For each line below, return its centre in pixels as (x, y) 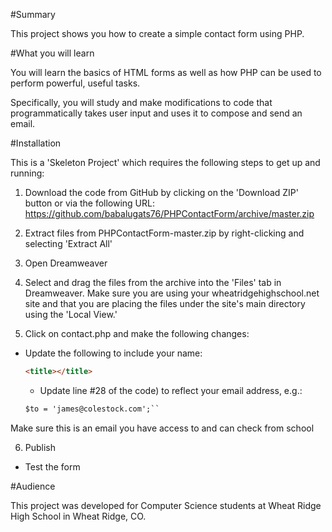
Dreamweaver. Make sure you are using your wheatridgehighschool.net (172, 293)
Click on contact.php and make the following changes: (137, 333)
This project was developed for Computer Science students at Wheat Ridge (166, 505)
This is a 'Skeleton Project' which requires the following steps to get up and (165, 162)
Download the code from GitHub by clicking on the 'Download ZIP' (161, 192)
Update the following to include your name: (113, 353)
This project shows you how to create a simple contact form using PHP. (157, 33)
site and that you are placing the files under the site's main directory (165, 303)
